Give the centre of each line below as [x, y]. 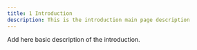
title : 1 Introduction [40, 13]
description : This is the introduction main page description [98, 20]
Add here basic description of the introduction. [74, 39]
